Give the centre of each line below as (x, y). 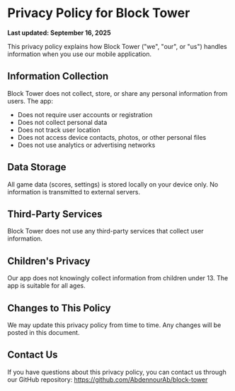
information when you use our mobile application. (80, 54)
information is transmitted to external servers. (74, 192)
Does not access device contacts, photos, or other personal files (112, 137)
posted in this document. (44, 332)
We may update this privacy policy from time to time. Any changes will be (114, 325)
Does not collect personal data (62, 122)
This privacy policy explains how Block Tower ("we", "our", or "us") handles (117, 46)
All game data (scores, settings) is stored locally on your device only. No (113, 184)
